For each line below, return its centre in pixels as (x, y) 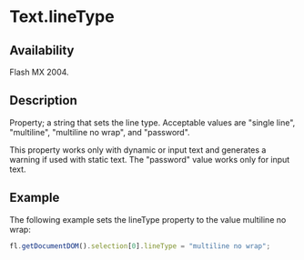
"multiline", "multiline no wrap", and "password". (100, 132)
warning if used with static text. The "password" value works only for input (150, 159)
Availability (42, 50)
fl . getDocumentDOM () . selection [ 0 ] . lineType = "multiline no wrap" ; (140, 246)
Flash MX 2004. (40, 72)
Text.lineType (62, 17)
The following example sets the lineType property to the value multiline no (148, 219)
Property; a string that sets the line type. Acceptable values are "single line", (152, 122)
